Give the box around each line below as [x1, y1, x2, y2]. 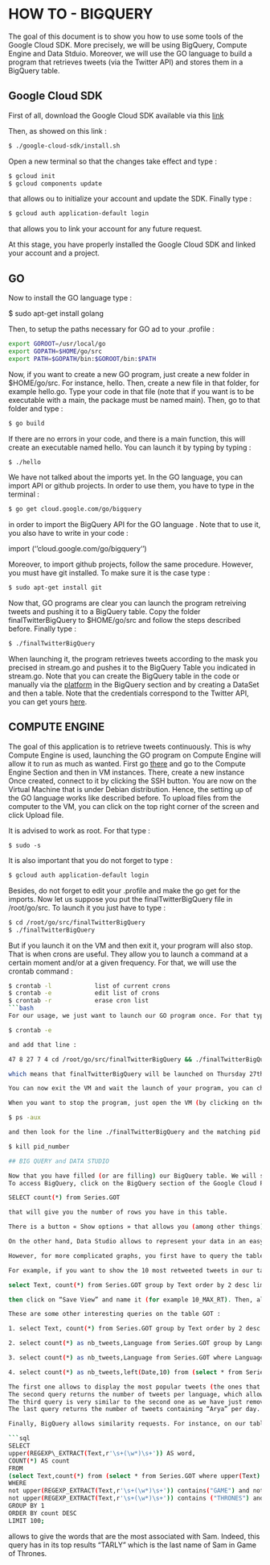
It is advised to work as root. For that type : [8, 825, 151, 835]
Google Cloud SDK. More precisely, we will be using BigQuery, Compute [8, 39, 247, 49]
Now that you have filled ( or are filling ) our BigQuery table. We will [8, 1172, 257, 1180]
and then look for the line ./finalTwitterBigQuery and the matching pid [8, 1128, 261, 1136]
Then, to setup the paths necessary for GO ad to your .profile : [8, 324, 215, 334]
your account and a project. [8, 248, 100, 258]
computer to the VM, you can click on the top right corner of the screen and [8, 801, 260, 811]
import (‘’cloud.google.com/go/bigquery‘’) [8, 544, 147, 554]
